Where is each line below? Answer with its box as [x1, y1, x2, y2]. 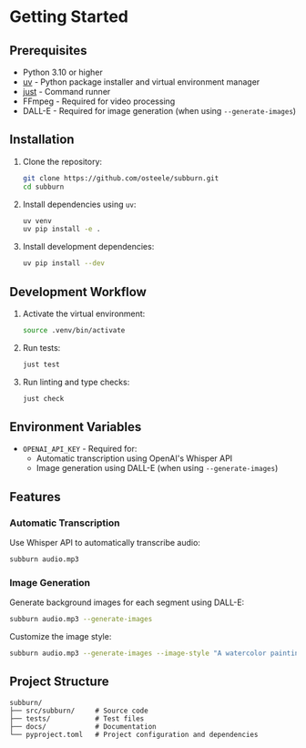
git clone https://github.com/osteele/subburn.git [22, 173, 219, 183]
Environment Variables [9, 419, 142, 435]
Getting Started [9, 6, 129, 27]
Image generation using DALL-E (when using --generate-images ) [36, 463, 279, 474]
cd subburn [22, 182, 65, 191]
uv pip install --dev [22, 259, 105, 268]
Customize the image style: [9, 631, 112, 642]
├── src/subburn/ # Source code [9, 706, 148, 715]
